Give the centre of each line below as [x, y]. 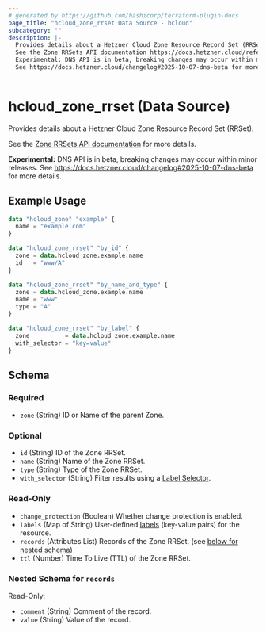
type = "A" [33, 307]
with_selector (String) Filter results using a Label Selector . [115, 478]
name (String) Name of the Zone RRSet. [82, 462]
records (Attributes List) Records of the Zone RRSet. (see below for [129, 541]
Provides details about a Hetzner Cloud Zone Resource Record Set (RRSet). [131, 128]
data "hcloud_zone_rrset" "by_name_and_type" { [88, 285]
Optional [25, 435]
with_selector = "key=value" [63, 343]
